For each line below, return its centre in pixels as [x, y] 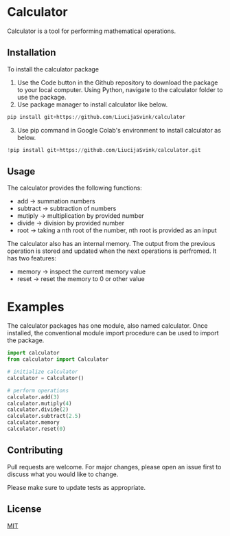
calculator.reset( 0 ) [37, 429]
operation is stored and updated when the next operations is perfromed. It [112, 251]
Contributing [35, 450]
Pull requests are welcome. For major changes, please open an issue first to [114, 467]
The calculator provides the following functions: [74, 188]
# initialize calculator [43, 372]
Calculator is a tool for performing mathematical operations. [92, 31]
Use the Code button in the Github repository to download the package [117, 82]
